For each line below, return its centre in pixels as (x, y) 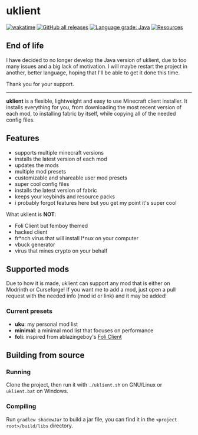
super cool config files (42, 184)
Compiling (21, 407)
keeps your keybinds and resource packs (65, 197)
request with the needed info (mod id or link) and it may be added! (86, 296)
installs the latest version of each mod (61, 159)
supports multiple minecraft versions (59, 152)
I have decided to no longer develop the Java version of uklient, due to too (96, 60)
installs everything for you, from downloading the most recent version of (94, 107)
